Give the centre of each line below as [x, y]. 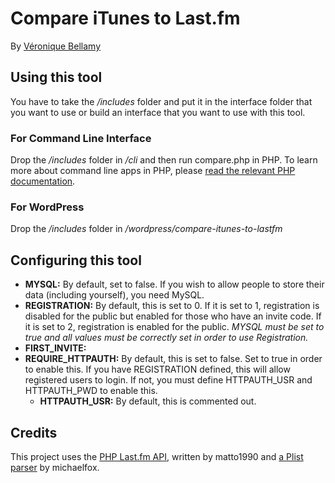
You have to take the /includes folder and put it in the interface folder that [161, 101]
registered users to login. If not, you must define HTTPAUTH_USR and [168, 380]
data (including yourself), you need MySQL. [114, 295]
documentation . [43, 181]
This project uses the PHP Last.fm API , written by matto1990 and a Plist [157, 456]
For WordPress [47, 207]
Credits [34, 432]
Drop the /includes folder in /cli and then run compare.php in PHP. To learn [164, 160]
